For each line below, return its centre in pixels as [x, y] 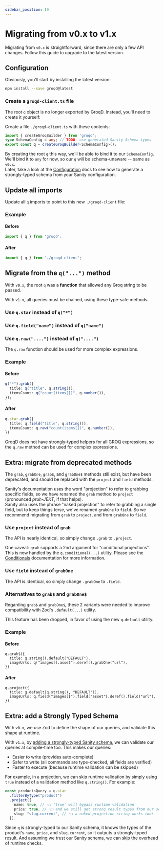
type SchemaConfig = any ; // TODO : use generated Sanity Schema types [78, 140]
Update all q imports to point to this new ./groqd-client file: [65, 201]
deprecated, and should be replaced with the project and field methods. [79, 479]
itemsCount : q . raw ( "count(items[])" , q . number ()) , [62, 428]
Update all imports [34, 190]
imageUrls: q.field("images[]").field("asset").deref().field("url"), [83, 697]
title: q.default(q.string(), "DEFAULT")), [54, 693]
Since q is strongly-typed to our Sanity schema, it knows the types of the [78, 828]
